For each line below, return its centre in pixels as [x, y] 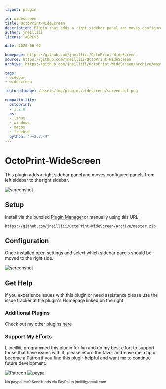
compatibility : [21, 100]
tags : [11, 73]
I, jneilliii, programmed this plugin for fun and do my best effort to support [80, 347]
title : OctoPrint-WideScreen [35, 23]
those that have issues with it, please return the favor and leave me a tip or [81, 352]
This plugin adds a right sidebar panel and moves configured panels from [80, 175]
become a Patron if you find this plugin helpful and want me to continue [78, 358]
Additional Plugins [28, 313]
